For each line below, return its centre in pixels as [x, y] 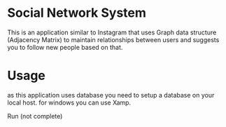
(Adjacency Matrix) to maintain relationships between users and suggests [113, 39]
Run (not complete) [35, 116]
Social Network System [77, 13]
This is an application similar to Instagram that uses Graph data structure [112, 32]
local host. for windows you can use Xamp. [69, 102]
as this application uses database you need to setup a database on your [111, 95]
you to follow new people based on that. [65, 47]
